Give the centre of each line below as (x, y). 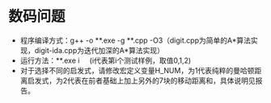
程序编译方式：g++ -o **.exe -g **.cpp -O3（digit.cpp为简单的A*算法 (135, 40)
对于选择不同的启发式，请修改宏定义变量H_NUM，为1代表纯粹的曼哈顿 (137, 70)
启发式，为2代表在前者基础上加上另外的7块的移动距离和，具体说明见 (142, 80)
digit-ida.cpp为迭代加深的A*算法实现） (99, 50)
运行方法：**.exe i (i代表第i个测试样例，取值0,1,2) (106, 60)
